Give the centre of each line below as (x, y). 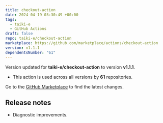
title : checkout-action (31, 10)
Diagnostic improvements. (40, 115)
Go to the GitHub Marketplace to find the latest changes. (64, 86)
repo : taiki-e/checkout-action (38, 39)
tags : (11, 19)
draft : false (19, 34)
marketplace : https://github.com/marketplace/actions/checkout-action (82, 43)
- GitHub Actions (28, 29)
